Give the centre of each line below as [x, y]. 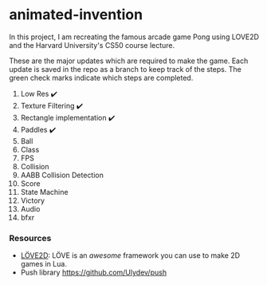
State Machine [44, 192]
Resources [30, 238]
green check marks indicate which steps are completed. [101, 77]
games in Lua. [43, 264]
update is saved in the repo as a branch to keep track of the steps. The [125, 69]
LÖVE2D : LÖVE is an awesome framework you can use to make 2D [130, 255]
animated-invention [76, 15]
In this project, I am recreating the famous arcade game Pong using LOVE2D [134, 37]
